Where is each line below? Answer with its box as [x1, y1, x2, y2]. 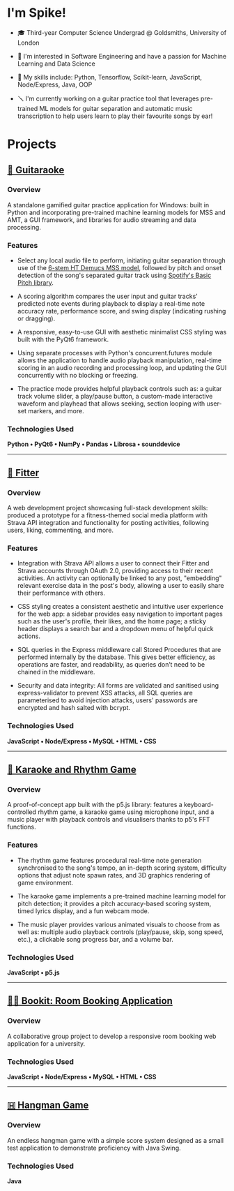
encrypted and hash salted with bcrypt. [17, 704, 131, 712]
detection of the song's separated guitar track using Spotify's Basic [17, 271, 212, 280]
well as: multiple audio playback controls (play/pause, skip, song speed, [17, 927, 224, 936]
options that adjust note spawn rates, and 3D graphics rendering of [17, 871, 210, 879]
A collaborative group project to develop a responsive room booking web [7, 1032, 217, 1040]
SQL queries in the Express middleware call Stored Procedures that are [17, 646, 221, 654]
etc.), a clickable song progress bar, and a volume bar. [17, 935, 174, 943]
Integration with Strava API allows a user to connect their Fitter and [17, 559, 210, 568]
